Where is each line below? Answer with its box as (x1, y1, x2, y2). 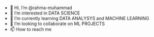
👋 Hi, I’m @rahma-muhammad (10, 5, 73, 10)
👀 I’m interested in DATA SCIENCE (10, 10, 80, 16)
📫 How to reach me (10, 26, 52, 32)
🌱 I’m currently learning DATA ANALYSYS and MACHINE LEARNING (10, 15, 149, 21)
